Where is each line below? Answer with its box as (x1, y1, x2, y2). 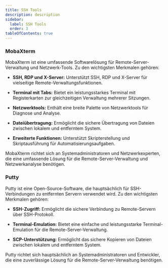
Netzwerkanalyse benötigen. (5, 161, 65, 167)
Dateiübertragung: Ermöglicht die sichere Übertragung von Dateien (12, 120, 155, 126)
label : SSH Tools (10, 21, 47, 27)
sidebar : (5, 17, 24, 22)
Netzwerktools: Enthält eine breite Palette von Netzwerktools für (12, 105, 148, 111)
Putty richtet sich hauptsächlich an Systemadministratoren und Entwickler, (5, 251, 160, 257)
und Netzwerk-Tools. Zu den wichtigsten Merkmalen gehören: (30, 64, 159, 71)
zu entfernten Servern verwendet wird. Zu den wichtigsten (35, 190, 158, 197)
